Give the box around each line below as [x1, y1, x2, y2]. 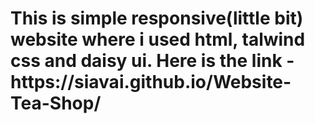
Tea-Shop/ [10, 92, 102, 115]
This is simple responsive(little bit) [10, 7, 304, 30]
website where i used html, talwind [10, 28, 306, 51]
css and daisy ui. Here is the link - [10, 50, 295, 72]
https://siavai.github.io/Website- [10, 71, 292, 94]
